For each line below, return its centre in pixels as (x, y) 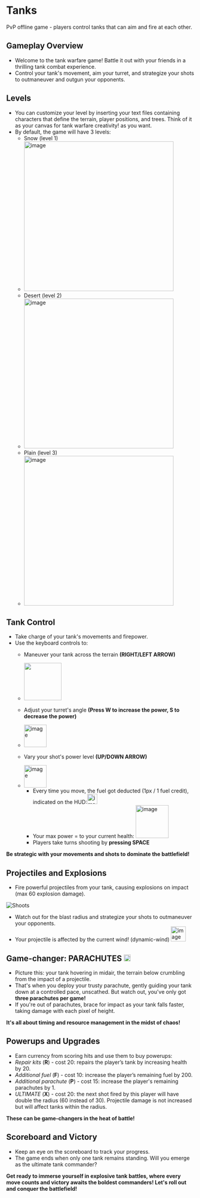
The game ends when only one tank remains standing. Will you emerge (102, 1158)
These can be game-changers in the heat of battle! (71, 1118)
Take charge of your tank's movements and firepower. (81, 637)
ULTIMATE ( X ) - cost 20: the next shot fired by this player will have (97, 1094)
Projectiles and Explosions (56, 873)
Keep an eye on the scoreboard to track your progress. (82, 1151)
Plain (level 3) (41, 452)
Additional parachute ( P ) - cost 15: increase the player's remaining (97, 1081)
